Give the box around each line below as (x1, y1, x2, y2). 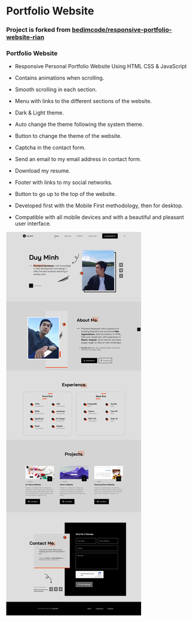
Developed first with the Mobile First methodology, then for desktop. (14, 202, 183, 209)
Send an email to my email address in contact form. (14, 156, 142, 163)
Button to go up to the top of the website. (14, 191, 117, 198)
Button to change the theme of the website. (14, 132, 122, 140)
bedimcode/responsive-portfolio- (71, 26, 172, 34)
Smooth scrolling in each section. (14, 86, 97, 93)
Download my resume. (14, 167, 71, 174)
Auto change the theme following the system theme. (14, 121, 144, 128)
